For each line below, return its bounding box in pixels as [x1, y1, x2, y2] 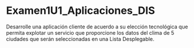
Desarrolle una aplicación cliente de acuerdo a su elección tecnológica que [6, 23, 188, 30]
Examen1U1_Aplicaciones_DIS [6, 4, 155, 17]
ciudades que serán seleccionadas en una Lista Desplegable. [6, 35, 155, 42]
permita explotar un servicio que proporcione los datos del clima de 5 [6, 29, 175, 36]
